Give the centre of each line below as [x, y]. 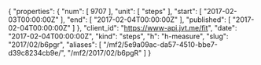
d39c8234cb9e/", [37, 53]
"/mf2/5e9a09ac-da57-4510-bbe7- [161, 45]
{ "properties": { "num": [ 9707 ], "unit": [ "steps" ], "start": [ [105, 11]
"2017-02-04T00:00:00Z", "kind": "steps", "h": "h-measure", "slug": [118, 36]
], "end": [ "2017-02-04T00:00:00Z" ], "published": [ [145, 20]
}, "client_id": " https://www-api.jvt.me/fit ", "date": [157, 28]
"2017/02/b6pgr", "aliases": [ [55, 45]
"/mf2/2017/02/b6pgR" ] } [109, 53]
